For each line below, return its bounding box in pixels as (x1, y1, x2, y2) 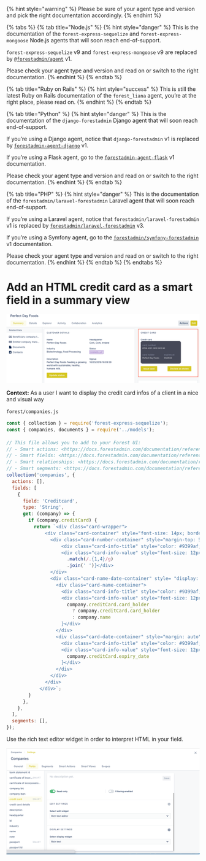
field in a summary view (6, 293, 131, 307)
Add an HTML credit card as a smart (6, 280, 193, 294)
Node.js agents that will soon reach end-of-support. (29, 37, 161, 44)
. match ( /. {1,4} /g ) (66, 556, 114, 562)
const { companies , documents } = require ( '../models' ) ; (6, 427, 155, 433)
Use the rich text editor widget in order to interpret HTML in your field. (6, 736, 184, 743)
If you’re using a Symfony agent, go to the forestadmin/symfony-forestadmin (6, 234, 199, 241)
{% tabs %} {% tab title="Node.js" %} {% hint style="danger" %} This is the (6, 24, 199, 31)
